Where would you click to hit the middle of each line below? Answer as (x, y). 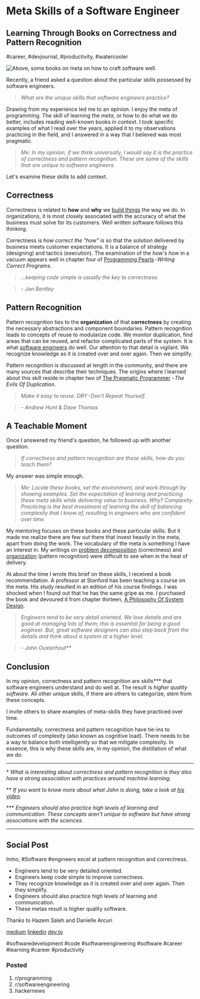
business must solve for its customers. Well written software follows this (95, 222)
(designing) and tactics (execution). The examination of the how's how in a (98, 253)
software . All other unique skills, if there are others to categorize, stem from (99, 694)
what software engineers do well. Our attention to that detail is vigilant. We (97, 347)
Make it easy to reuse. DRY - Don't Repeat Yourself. (83, 395)
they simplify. (31, 890)
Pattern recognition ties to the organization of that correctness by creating (99, 322)
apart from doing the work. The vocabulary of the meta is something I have (98, 543)
